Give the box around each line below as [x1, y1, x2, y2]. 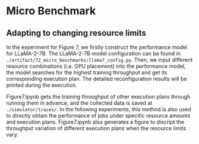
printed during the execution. [6, 82, 77, 89]
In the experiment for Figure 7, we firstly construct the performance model [6, 43, 188, 51]
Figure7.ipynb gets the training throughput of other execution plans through [6, 93, 191, 100]
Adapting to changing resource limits [6, 28, 147, 38]
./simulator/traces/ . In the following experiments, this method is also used [6, 106, 192, 112]
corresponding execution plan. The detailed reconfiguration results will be [6, 76, 187, 82]
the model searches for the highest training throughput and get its [6, 69, 168, 76]
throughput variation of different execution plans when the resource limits [6, 125, 187, 132]
